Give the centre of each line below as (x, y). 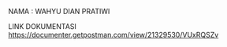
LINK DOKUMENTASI (43, 26)
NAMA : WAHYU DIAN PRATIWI (59, 11)
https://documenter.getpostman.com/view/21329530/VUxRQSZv (113, 35)
